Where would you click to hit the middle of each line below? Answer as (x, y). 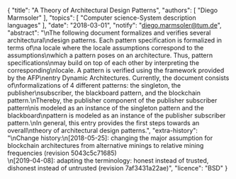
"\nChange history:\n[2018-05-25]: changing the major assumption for (110, 138)
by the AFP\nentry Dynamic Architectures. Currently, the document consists (118, 78)
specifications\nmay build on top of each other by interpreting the (103, 63)
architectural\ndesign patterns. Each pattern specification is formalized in (114, 40)
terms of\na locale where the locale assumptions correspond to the (106, 48)
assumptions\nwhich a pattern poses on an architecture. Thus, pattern (110, 55)
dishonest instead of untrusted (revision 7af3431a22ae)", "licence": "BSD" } (118, 168)
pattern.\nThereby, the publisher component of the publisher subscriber (112, 100)
